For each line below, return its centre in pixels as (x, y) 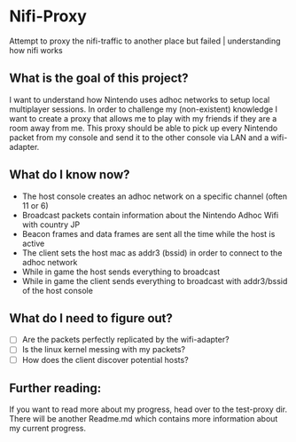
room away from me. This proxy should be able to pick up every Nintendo (144, 128)
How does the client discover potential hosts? (105, 359)
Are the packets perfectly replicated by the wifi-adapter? (125, 340)
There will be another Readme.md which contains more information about (144, 419)
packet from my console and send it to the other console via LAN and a (139, 137)
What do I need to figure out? (91, 318)
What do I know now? (70, 175)
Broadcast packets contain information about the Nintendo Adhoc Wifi (150, 215)
